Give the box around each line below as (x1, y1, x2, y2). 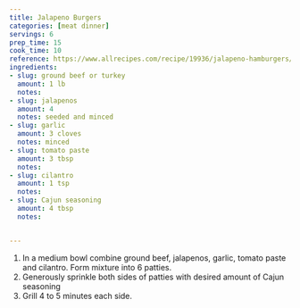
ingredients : (9, 63, 58, 72)
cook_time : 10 (9, 46, 62, 55)
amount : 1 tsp (17, 179, 70, 188)
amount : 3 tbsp (17, 154, 74, 163)
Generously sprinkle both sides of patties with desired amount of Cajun (21, 271, 285, 282)
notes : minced (17, 137, 70, 146)
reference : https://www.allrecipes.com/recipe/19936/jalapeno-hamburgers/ (9, 54, 294, 63)
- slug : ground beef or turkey (9, 71, 126, 80)
